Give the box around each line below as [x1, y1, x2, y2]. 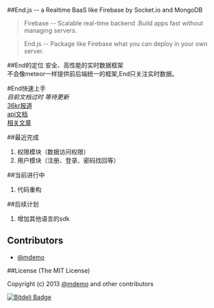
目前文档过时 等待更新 [7, 93, 69, 101]
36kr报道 [7, 102, 33, 109]
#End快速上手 [7, 84, 47, 92]
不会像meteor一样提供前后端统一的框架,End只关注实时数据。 [7, 70, 178, 78]
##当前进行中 [7, 171, 45, 179]
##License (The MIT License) [7, 266, 91, 274]
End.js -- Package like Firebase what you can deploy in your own [23, 40, 208, 47]
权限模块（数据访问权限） [16, 147, 90, 156]
